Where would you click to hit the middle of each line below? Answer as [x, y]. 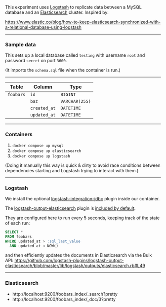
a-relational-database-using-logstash [43, 27]
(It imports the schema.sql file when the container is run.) [63, 70]
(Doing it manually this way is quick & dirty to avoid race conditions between [83, 165]
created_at [43, 108]
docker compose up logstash [41, 156]
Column [43, 87]
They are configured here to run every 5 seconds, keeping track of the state [83, 218]
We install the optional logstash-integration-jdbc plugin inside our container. [82, 198]
